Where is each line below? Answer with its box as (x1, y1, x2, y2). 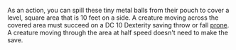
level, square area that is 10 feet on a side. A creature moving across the (7, 13, 219, 22)
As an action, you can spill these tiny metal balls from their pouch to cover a (7, 6, 230, 14)
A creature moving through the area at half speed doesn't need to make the (7, 28, 229, 37)
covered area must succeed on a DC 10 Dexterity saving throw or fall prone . (7, 21, 230, 29)
